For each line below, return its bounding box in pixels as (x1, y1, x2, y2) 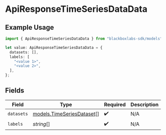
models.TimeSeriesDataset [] (33, 110, 100, 117)
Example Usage (5, 23, 54, 32)
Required (104, 101, 126, 108)
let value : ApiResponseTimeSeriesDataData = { (5, 45, 103, 50)
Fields (5, 87, 25, 95)
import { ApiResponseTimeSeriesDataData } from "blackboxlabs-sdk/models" (5, 36, 163, 41)
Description (130, 101, 159, 108)
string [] (33, 121, 50, 128)
